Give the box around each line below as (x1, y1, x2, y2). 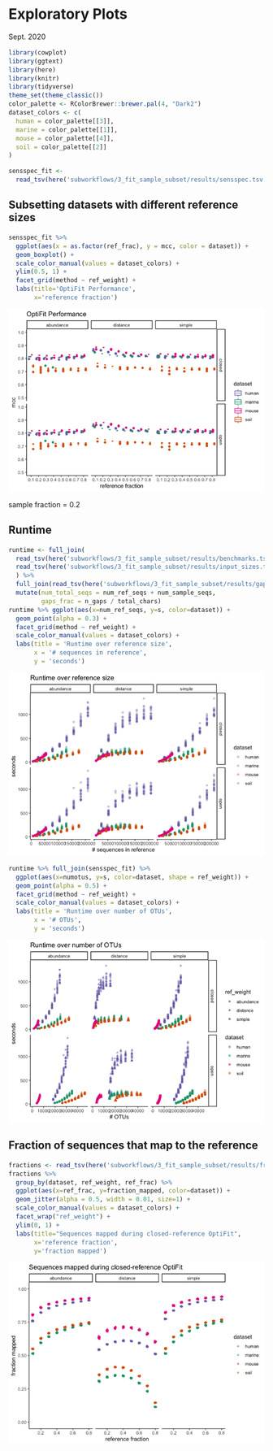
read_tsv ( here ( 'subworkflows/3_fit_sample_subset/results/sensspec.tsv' (15, 176, 267, 184)
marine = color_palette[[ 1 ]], (15, 125, 118, 134)
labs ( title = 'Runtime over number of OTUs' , (15, 907, 173, 915)
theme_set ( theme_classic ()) (8, 91, 104, 100)
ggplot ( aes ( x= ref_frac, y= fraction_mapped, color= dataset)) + (15, 1187, 231, 1195)
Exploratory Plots (8, 5, 128, 24)
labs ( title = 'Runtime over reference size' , (15, 640, 173, 649)
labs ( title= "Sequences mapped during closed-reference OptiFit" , (15, 1229, 242, 1238)
